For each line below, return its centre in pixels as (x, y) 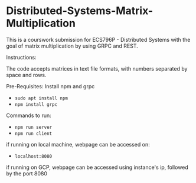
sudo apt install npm (41, 98)
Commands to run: (29, 115)
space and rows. (26, 75)
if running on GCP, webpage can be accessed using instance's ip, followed (97, 167)
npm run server (33, 127)
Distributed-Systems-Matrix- (80, 11)
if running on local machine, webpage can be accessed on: (78, 144)
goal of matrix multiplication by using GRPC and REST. (72, 46)
